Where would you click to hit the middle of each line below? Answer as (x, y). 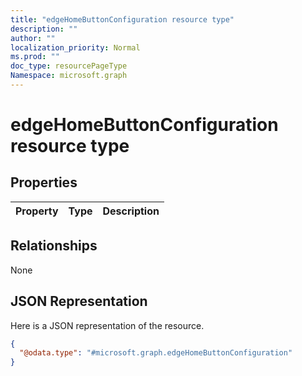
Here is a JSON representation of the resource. (107, 325)
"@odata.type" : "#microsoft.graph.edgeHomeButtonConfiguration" (156, 353)
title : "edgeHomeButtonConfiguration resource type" (122, 19)
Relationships (54, 246)
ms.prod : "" (35, 57)
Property (37, 211)
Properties (44, 182)
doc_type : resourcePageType (69, 66)
